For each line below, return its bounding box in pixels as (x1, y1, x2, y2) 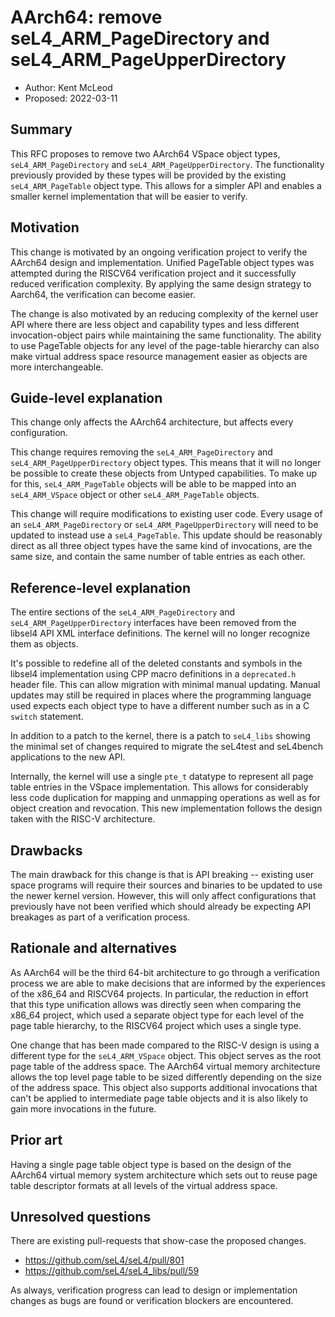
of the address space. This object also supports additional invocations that (10, 1081, 318, 1093)
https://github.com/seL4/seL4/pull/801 (24, 1254, 185, 1266)
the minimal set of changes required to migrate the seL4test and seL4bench (10, 741, 324, 753)
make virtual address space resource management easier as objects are (10, 350, 308, 362)
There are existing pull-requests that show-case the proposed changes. (10, 1235, 307, 1247)
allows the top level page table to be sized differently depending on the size (10, 1071, 322, 1083)
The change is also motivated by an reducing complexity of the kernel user (10, 307, 319, 320)
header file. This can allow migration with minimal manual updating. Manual (10, 679, 321, 691)
